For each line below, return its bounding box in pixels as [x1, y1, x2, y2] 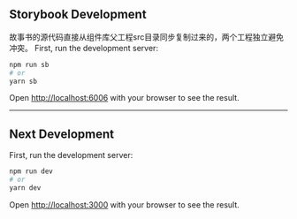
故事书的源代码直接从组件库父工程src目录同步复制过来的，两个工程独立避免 [9, 31, 285, 42]
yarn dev [9, 184, 42, 193]
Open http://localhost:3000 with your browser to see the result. [9, 199, 240, 210]
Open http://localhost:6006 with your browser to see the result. [9, 93, 240, 103]
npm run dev [9, 167, 53, 176]
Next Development [9, 126, 115, 141]
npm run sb [9, 60, 49, 69]
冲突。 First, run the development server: [9, 42, 159, 53]
